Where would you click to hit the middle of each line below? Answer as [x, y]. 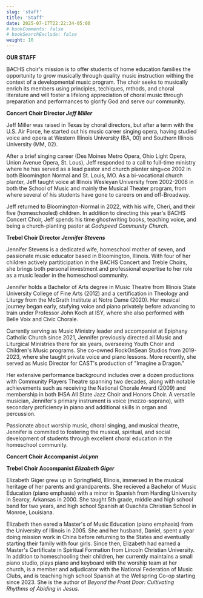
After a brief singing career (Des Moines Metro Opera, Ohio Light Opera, [96, 156]
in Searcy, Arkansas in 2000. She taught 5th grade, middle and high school [100, 499]
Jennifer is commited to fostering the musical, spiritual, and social [88, 432]
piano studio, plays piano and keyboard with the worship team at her [92, 563]
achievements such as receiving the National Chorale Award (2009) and [96, 388]
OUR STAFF [21, 57]
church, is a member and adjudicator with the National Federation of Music [100, 569]
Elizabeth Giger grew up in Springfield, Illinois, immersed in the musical [95, 480]
